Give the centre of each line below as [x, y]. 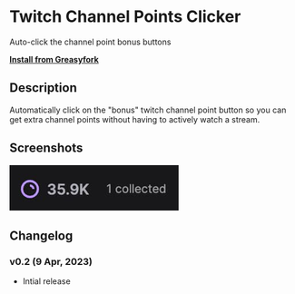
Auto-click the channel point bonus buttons [90, 42]
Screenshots [46, 148]
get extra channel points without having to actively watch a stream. [135, 119]
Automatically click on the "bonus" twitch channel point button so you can [148, 110]
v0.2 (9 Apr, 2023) [51, 261]
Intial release [46, 281]
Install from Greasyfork [54, 59]
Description [43, 88]
